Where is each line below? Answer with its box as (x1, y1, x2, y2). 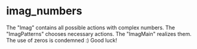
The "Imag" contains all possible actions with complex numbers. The (6, 24, 175, 31)
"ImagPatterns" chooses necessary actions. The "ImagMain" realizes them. (6, 30, 192, 37)
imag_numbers (6, 4, 82, 18)
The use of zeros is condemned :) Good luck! (6, 36, 118, 44)
